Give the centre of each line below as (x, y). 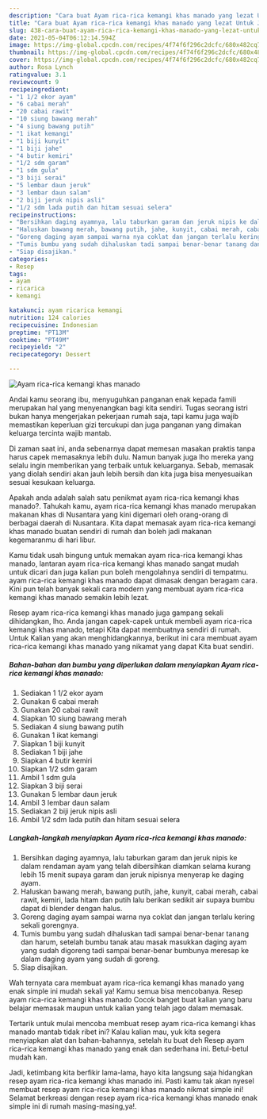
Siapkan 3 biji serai (51, 786)
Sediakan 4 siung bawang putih (72, 726)
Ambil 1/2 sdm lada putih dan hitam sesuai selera (100, 819)
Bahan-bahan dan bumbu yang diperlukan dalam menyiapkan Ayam (125, 664)
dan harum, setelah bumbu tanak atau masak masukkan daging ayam (133, 942)
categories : (29, 259)
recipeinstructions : (43, 215)
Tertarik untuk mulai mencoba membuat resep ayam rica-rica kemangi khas (132, 1023)
